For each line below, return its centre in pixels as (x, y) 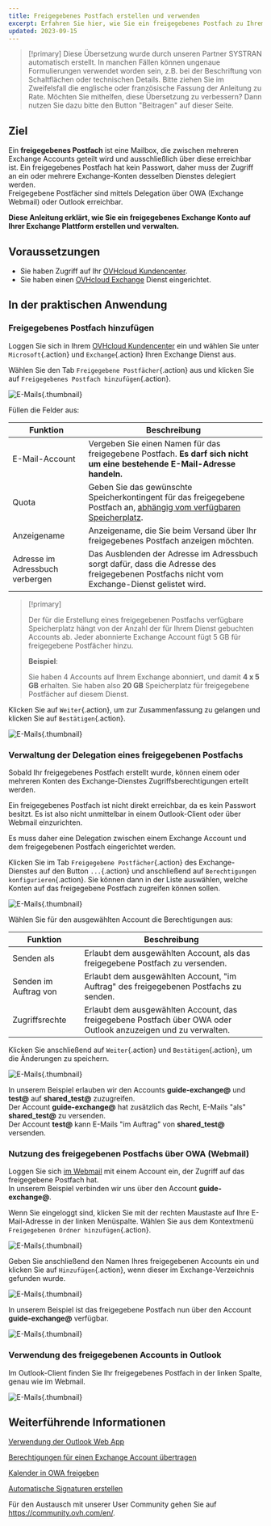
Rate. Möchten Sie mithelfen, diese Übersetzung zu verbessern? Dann (145, 97)
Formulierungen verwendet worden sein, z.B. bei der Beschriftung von (145, 71)
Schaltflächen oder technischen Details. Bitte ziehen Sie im (126, 80)
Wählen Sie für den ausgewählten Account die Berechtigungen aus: (121, 919)
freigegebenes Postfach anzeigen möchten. (171, 540)
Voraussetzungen (54, 252)
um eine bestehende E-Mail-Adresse (162, 463)
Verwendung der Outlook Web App (67, 1442)
